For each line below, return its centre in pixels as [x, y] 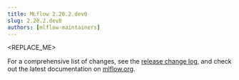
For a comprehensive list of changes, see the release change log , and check [119, 61]
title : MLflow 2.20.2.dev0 [47, 14]
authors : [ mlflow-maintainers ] [54, 27]
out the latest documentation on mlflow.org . [71, 69]
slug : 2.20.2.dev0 [35, 21]
